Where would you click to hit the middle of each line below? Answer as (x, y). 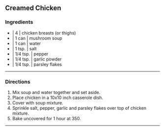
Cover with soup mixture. (38, 102)
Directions (18, 82)
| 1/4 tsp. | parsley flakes (37, 64)
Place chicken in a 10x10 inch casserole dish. (57, 98)
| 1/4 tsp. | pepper (30, 54)
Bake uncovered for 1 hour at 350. (46, 118)
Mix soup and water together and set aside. (56, 92)
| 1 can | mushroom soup (37, 38)
